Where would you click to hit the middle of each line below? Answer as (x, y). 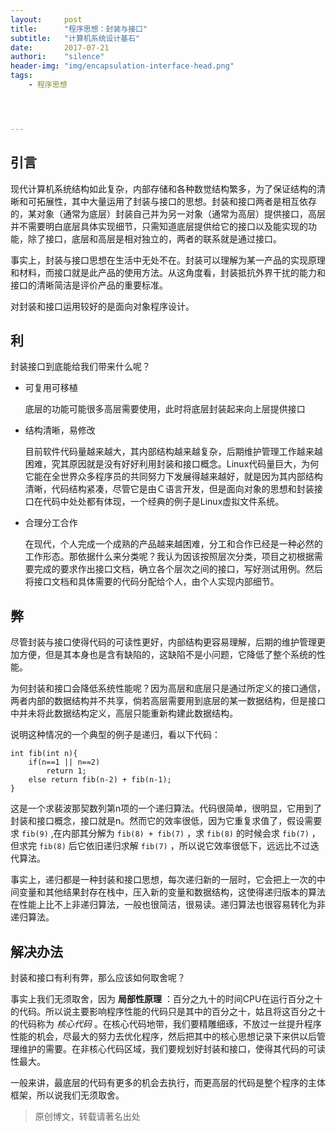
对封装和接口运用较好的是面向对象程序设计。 (102, 306)
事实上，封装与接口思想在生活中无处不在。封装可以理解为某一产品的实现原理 (168, 260)
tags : (21, 76)
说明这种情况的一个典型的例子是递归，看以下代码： (115, 735)
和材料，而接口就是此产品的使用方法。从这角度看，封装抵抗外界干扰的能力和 (168, 272)
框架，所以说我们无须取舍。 (67, 1095)
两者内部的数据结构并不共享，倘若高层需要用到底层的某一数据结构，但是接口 (168, 701)
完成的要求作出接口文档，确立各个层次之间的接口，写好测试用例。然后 (178, 569)
